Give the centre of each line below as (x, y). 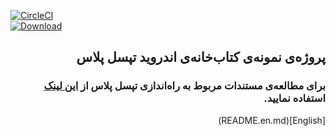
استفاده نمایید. (294, 98)
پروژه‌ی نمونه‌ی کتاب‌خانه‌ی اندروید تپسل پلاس (201, 57)
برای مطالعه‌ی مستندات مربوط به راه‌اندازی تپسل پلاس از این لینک (184, 86)
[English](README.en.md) (272, 120)
